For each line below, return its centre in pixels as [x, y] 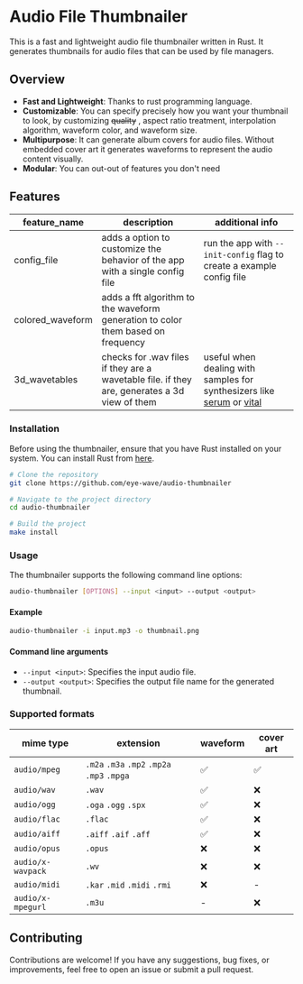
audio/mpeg [37, 769]
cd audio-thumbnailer [50, 508]
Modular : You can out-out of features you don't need [121, 168]
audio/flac [37, 819]
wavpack [30, 871]
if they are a [127, 368]
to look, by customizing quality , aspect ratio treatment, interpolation [149, 120]
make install [34, 533]
